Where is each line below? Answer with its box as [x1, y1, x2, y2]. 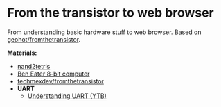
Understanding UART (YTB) [27, 92, 107, 100]
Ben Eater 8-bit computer [17, 69, 90, 78]
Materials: [7, 49, 37, 57]
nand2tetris [17, 62, 51, 70]
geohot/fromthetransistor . [7, 35, 81, 43]
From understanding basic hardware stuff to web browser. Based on [7, 28, 202, 36]
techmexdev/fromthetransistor [17, 76, 104, 85]
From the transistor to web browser [7, 5, 215, 21]
